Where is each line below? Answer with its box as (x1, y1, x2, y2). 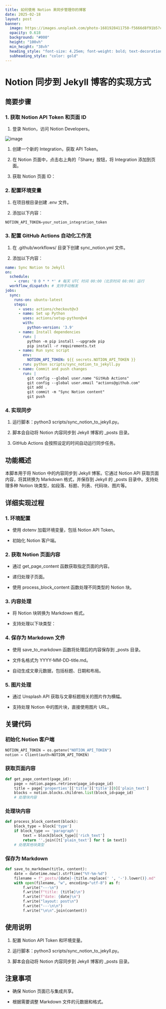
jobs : (5, 288, 16, 293)
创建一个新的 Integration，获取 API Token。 (12, 146, 101, 152)
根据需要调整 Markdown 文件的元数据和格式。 (12, 999, 106, 1005)
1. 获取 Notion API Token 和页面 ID (5, 114, 86, 121)
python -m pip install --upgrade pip (27, 338, 105, 344)
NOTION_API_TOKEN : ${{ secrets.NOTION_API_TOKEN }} (27, 357, 136, 362)
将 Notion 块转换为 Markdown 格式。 (12, 610, 87, 616)
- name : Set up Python (18, 311, 65, 316)
